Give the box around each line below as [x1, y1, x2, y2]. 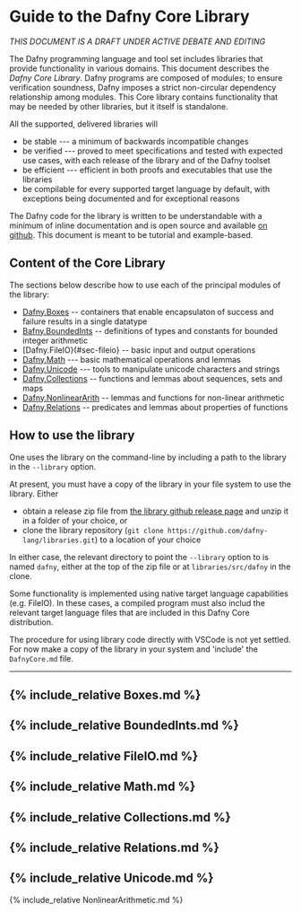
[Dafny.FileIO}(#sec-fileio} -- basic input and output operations [21, 344, 256, 356]
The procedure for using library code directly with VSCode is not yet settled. [9, 634, 291, 645]
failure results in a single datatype [21, 316, 148, 327]
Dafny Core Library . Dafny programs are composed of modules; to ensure [9, 72, 283, 83]
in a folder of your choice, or [21, 514, 128, 526]
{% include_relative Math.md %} [9, 779, 196, 794]
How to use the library [9, 428, 135, 443]
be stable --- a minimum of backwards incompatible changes [21, 136, 249, 146]
